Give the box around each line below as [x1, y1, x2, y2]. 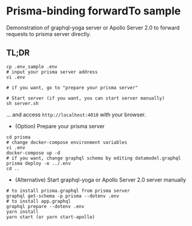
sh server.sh [6, 100, 39, 106]
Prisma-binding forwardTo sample [6, 4, 181, 18]
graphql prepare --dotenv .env [6, 203, 85, 209]
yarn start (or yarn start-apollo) [6, 214, 95, 220]
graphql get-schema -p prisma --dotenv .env [6, 193, 119, 199]
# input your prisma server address [6, 69, 98, 75]
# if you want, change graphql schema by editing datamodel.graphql [6, 155, 181, 161]
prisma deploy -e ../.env [6, 160, 71, 166]
